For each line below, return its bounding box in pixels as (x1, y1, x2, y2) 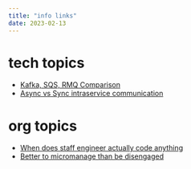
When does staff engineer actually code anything (19, 143, 183, 153)
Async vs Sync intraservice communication (19, 89, 164, 99)
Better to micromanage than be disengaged (19, 151, 165, 161)
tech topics (8, 54, 85, 72)
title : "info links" (8, 11, 78, 20)
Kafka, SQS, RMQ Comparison (19, 80, 121, 90)
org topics (8, 117, 78, 135)
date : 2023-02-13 (8, 19, 67, 27)
